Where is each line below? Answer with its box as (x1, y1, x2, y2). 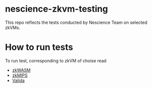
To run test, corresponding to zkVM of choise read (5, 57, 107, 64)
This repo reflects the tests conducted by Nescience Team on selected (5, 19, 148, 25)
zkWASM (12, 67, 31, 73)
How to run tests (5, 42, 73, 53)
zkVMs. (5, 24, 20, 30)
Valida (12, 77, 25, 83)
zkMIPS (12, 72, 28, 78)
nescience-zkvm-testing (5, 3, 108, 15)
